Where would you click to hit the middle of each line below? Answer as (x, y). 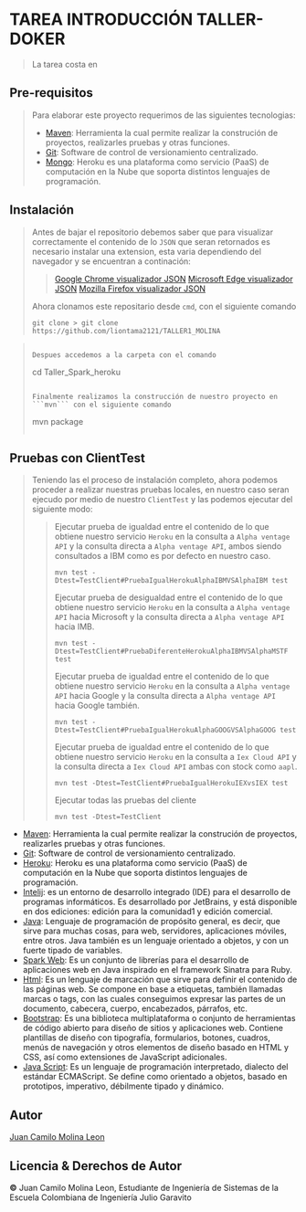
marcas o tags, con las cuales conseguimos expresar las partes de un (154, 999)
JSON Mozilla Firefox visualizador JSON (130, 289)
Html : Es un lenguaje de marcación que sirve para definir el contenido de (160, 980)
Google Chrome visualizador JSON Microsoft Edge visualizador (174, 279)
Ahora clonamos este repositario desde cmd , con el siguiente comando (164, 306)
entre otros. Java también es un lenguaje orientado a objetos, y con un (156, 941)
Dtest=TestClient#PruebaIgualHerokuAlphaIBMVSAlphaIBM (161, 581)
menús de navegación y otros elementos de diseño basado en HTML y (156, 1048)
